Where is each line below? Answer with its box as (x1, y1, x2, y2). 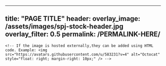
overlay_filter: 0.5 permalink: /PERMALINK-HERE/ (5, 30, 161, 39)
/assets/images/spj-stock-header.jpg (5, 22, 124, 31)
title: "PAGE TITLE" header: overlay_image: (5, 14, 141, 23)
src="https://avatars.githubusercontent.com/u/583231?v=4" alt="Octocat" (5, 52, 161, 57)
